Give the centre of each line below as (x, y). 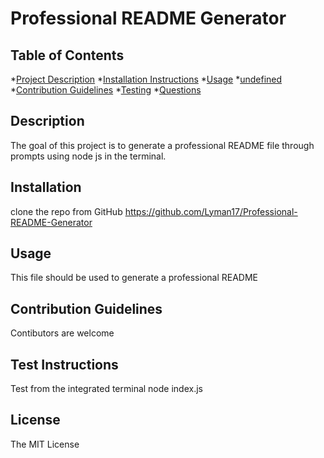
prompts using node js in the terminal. (88, 156)
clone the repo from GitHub (66, 211)
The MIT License (45, 444)
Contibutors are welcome (62, 333)
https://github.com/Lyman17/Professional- (211, 211)
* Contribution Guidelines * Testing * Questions (106, 90)
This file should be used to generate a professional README (134, 278)
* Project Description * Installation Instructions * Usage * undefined (146, 79)
